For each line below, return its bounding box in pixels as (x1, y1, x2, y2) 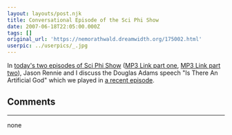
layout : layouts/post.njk (7, 10, 81, 17)
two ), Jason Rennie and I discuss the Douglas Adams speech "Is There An (7, 69, 219, 77)
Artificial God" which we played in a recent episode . (7, 76, 155, 84)
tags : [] (7, 29, 32, 37)
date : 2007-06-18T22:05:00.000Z (7, 23, 100, 30)
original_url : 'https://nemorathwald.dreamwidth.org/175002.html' (7, 36, 202, 43)
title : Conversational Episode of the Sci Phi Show (7, 17, 159, 24)
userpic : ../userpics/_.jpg (7, 42, 88, 49)
